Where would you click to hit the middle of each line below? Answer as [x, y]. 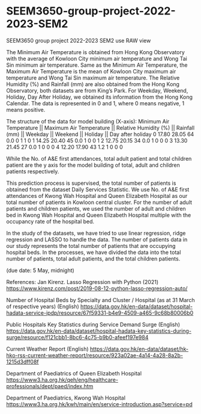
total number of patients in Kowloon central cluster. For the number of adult [99, 202]
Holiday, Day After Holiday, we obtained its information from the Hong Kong [100, 97]
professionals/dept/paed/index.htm [50, 386]
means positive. [26, 110]
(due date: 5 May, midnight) [40, 270]
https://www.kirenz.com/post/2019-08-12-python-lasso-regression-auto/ [97, 288]
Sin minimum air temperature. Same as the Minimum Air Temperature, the [97, 65]
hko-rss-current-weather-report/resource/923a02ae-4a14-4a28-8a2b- [94, 355]
